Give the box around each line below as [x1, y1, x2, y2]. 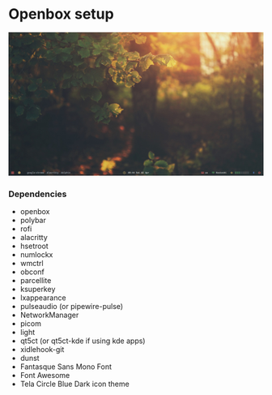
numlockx [19, 250, 53, 260]
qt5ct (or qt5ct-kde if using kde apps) [19, 336, 146, 346]
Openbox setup [8, 5, 115, 24]
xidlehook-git [19, 345, 65, 354]
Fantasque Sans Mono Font [19, 362, 112, 371]
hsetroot [19, 241, 49, 251]
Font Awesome [19, 371, 70, 380]
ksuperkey [19, 285, 56, 294]
